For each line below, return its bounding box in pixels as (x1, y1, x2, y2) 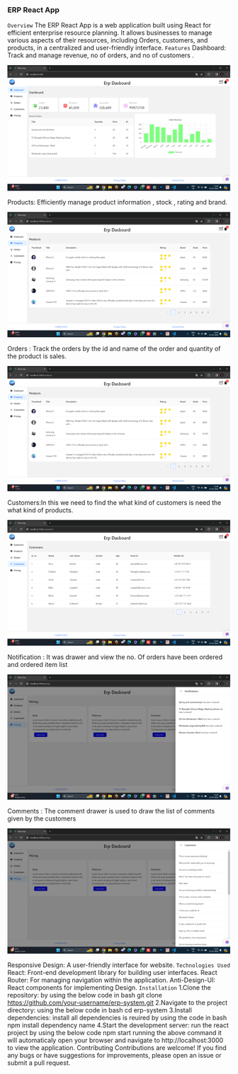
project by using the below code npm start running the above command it (7, 1029, 222, 1037)
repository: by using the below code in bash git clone (7, 991, 163, 1000)
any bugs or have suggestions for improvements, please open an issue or (7, 1051, 222, 1060)
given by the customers (7, 814, 76, 823)
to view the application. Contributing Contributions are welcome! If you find (7, 1044, 227, 1052)
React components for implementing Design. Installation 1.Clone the (7, 983, 211, 992)
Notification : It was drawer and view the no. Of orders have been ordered (7, 653, 223, 661)
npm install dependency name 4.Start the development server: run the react (7, 1021, 229, 1029)
